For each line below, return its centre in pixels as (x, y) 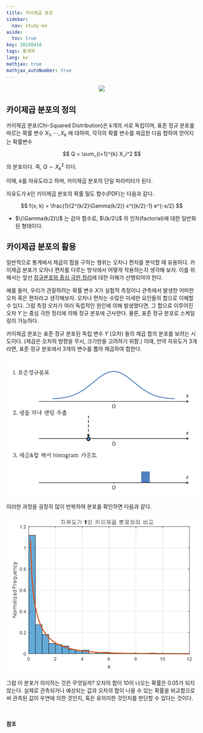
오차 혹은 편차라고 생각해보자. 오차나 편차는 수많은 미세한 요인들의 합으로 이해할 (100, 298)
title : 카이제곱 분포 (30, 13)
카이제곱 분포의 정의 (41, 110)
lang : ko (17, 58)
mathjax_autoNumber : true (39, 70)
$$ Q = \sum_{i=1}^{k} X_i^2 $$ (102, 154)
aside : (15, 32)
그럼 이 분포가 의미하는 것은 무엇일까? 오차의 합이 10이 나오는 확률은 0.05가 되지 (101, 683)
